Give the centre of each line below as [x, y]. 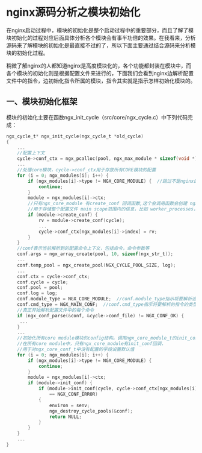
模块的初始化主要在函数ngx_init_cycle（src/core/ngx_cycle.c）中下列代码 [97, 117]
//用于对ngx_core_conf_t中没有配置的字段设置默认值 [76, 349]
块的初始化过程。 [27, 52]
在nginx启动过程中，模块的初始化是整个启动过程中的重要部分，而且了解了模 [100, 30]
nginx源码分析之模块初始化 [73, 12]
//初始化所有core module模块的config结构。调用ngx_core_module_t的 [97, 338]
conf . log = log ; [38, 293]
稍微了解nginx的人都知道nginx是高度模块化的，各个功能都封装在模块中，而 [99, 65]
